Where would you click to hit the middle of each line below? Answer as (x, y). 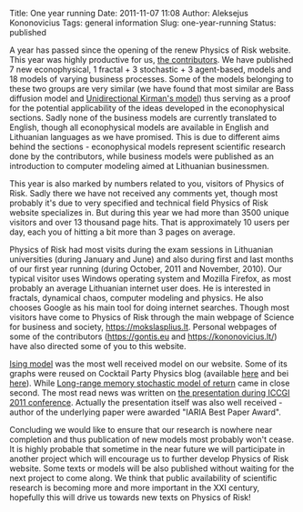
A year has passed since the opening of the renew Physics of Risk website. (150, 50)
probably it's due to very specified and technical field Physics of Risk (139, 203)
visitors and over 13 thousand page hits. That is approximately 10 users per (150, 222)
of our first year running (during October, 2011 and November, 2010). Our (146, 269)
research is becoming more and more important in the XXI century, (135, 487)
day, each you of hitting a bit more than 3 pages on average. (122, 232)
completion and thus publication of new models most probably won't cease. (151, 439)
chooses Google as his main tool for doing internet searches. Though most (149, 307)
